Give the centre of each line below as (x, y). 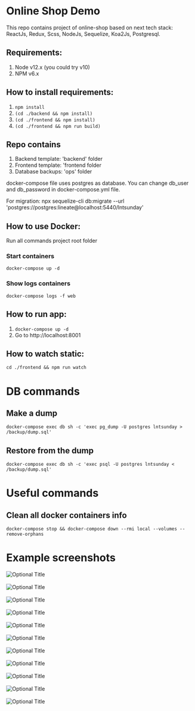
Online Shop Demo (53, 11)
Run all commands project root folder (52, 241)
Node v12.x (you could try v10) (52, 67)
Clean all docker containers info (66, 515)
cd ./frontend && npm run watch (46, 368)
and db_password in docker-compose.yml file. (63, 190)
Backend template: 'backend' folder (59, 159)
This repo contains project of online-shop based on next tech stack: (90, 28)
